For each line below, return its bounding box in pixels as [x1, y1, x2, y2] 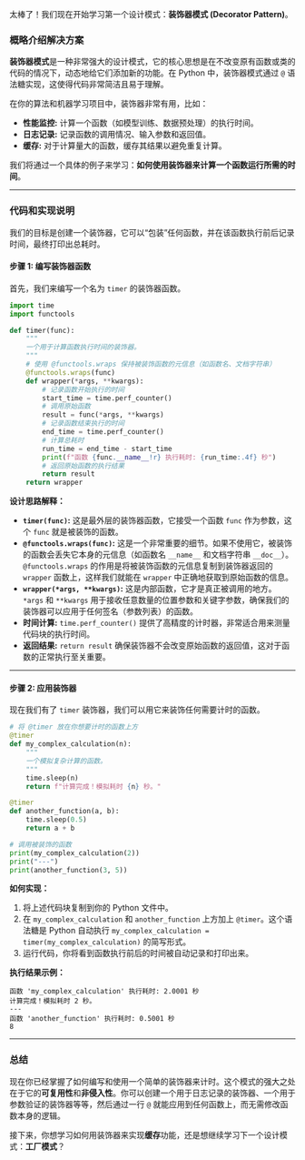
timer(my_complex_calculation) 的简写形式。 [22, 936, 192, 947]
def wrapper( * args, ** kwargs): [25, 377, 144, 386]
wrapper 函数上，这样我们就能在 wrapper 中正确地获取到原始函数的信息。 [22, 572, 293, 583]
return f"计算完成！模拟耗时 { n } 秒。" [25, 782, 162, 791]
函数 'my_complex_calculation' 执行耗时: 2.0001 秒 [9, 987, 200, 996]
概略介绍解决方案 [9, 34, 84, 46]
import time [9, 300, 54, 310]
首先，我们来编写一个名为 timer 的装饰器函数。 [9, 282, 186, 294]
